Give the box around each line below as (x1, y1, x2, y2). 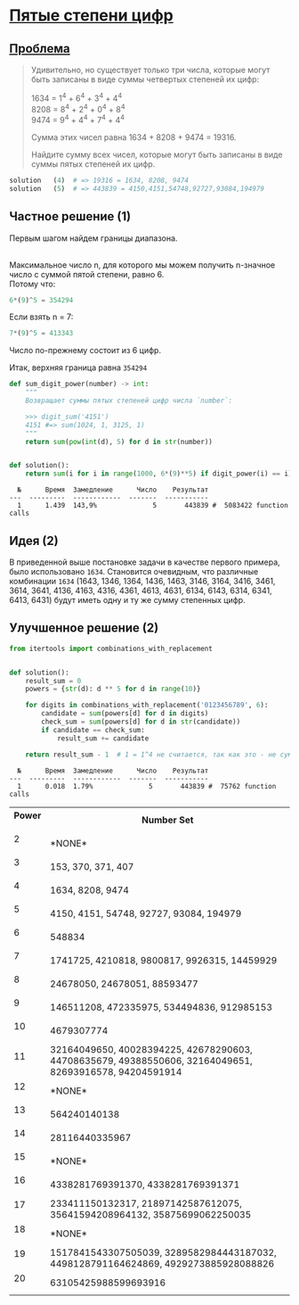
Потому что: (9, 278, 56, 289)
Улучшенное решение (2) (9, 621, 159, 636)
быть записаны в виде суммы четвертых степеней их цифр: (30, 74, 260, 85)
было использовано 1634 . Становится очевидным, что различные (9, 566, 259, 576)
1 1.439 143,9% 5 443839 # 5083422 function (17, 501, 289, 510)
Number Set (141, 814, 194, 826)
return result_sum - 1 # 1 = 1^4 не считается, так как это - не (25, 750, 277, 759)
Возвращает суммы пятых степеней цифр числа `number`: (25, 396, 233, 406)
